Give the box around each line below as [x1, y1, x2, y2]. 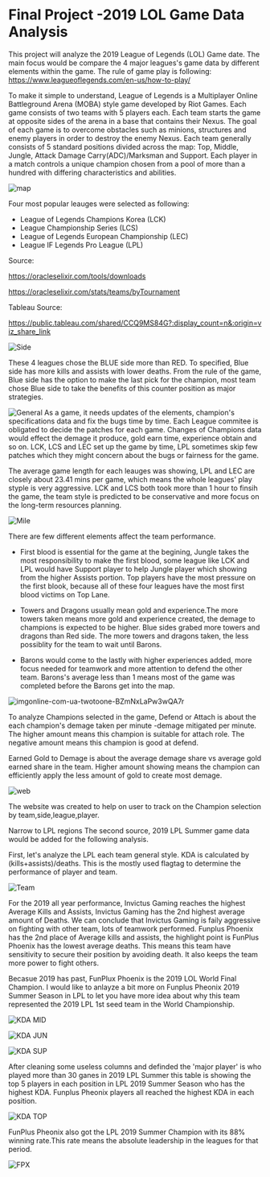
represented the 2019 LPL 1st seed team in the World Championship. [8, 999, 235, 1009]
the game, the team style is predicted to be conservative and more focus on [8, 491, 260, 501]
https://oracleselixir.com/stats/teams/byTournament [8, 287, 181, 296]
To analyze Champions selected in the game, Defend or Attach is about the [8, 712, 257, 721]
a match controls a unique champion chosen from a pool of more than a [8, 159, 246, 168]
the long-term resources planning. [8, 500, 122, 510]
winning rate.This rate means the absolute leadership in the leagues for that [8, 1135, 259, 1145]
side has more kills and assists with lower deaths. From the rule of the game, [8, 366, 262, 376]
